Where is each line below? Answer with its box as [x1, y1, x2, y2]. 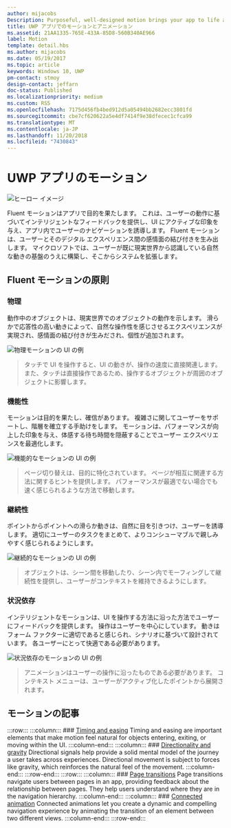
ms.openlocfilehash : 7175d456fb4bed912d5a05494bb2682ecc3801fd [7, 106, 192, 113]
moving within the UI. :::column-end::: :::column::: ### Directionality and [7, 741, 211, 749]
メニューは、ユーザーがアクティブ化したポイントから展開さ [56, 677, 224, 685]
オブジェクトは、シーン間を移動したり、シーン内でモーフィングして [23, 569, 216, 577]
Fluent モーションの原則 [7, 274, 109, 286]
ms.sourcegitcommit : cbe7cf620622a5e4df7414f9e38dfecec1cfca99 [7, 112, 192, 119]
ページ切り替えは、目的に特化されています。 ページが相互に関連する [23, 469, 218, 477]
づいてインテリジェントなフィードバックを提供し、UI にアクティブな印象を [7, 218, 219, 226]
